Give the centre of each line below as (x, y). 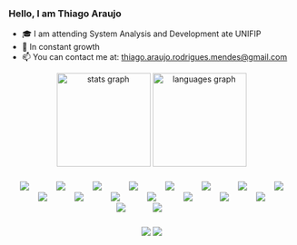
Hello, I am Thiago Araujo (65, 14)
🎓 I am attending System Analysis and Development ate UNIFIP (141, 34)
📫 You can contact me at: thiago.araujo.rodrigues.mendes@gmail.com (154, 57)
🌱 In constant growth (61, 47)
